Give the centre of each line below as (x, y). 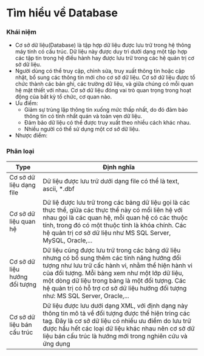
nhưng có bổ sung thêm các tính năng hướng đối (112, 258)
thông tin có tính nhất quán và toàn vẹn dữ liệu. (83, 116)
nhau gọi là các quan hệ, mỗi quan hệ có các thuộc (115, 217)
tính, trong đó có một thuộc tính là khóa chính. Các (114, 225)
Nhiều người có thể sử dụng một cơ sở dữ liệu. (82, 129)
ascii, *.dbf (58, 188)
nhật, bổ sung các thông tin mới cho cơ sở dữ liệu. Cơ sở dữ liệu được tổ (105, 77)
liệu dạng (22, 185)
